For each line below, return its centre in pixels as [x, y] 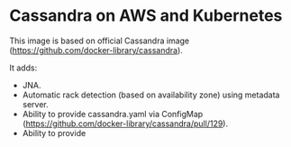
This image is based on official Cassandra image [100, 41]
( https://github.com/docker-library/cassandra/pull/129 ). [125, 124]
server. [36, 104]
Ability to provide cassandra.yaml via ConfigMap [113, 114]
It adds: [23, 68]
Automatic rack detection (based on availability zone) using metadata [151, 95]
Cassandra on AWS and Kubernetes [146, 16]
